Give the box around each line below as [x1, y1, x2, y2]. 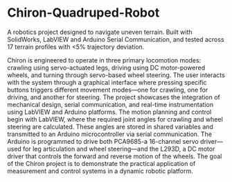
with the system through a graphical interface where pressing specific [7, 78, 208, 86]
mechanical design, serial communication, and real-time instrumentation [7, 100, 213, 108]
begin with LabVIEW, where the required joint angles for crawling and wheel [7, 115, 223, 123]
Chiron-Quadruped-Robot [7, 5, 160, 21]
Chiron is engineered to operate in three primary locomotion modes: [7, 56, 202, 64]
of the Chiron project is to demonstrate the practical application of [7, 159, 196, 167]
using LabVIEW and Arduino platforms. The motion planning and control [7, 108, 212, 116]
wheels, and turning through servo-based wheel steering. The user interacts [7, 71, 225, 79]
